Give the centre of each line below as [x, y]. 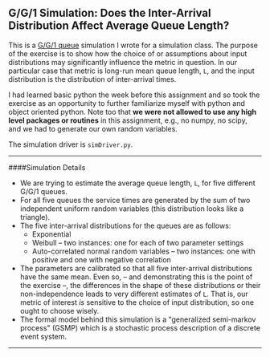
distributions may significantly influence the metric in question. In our [123, 62]
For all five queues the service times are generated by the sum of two [135, 200]
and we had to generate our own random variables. [93, 128]
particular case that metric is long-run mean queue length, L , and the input [131, 71]
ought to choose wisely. [59, 310]
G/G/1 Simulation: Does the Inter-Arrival [110, 13]
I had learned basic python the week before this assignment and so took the [134, 95]
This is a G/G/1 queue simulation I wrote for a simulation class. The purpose [133, 45]
